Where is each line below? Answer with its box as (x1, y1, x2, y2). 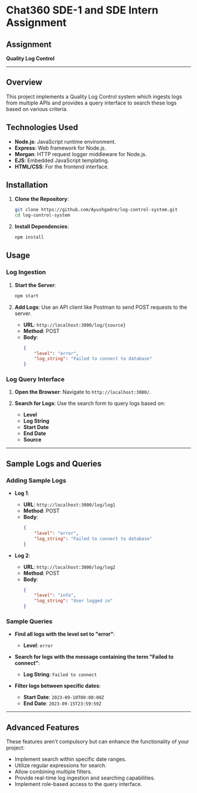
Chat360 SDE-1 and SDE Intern (6, 4, 158, 17)
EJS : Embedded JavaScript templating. (14, 157, 110, 164)
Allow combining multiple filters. (14, 768, 93, 775)
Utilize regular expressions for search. (14, 762, 107, 769)
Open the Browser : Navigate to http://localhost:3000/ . (14, 389, 151, 396)
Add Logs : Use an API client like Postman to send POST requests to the (14, 303, 188, 311)
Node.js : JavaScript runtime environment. (14, 138, 116, 145)
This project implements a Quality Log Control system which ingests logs (6, 93, 182, 100)
